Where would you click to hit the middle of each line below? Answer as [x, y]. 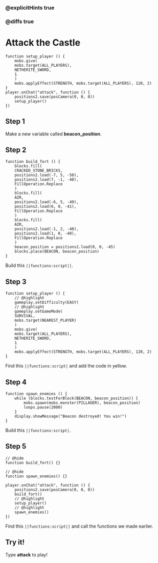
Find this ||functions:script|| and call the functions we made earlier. [79, 526]
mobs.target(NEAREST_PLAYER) [46, 321]
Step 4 [16, 382]
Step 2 [16, 150]
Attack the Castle [43, 43]
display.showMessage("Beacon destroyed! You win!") [71, 416]
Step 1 [15, 121]
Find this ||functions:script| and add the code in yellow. [66, 366]
